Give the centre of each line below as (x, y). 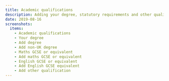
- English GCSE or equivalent (46, 61)
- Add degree (28, 43)
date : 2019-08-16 (23, 19)
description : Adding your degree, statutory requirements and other (78, 15)
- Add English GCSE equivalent (47, 66)
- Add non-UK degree (36, 47)
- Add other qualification (43, 71)
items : (17, 29)
